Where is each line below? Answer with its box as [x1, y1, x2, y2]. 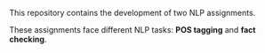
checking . [9, 34, 47, 44]
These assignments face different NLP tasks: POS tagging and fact [9, 25, 256, 34]
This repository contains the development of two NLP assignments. [9, 8, 256, 18]
